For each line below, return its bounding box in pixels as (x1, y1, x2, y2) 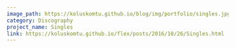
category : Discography (6, 17, 73, 24)
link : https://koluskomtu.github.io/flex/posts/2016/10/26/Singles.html (6, 30, 225, 37)
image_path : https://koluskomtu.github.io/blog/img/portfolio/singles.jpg (6, 10, 231, 18)
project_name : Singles (6, 23, 73, 30)
